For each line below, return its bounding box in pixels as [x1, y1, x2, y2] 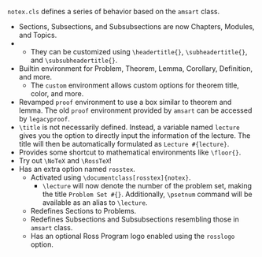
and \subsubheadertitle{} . [30, 55, 118, 65]
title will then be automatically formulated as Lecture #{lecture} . [18, 140, 230, 148]
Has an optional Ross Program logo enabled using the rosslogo [30, 232, 235, 240]
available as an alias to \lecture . [42, 198, 148, 207]
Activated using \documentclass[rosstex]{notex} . [30, 173, 191, 182]
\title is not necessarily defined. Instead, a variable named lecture [18, 122, 241, 132]
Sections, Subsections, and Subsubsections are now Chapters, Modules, [18, 22, 255, 31]
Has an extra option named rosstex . [18, 165, 135, 173]
